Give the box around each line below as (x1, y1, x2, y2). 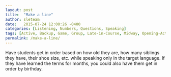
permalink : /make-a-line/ (5, 36, 60, 41)
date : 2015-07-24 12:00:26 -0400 (5, 21, 81, 27)
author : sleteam (5, 17, 40, 22)
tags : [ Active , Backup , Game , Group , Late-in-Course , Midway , (5, 31, 140, 36)
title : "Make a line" (5, 12, 53, 17)
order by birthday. (5, 65, 43, 71)
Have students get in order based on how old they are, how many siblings (5, 49, 160, 56)
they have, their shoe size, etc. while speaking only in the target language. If (5, 55, 165, 61)
